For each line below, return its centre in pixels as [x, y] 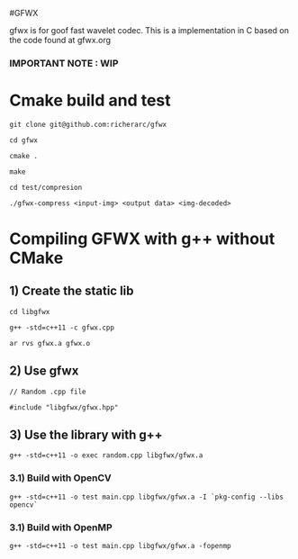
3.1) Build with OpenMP [61, 527]
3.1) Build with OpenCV [60, 478]
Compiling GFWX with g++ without [142, 239]
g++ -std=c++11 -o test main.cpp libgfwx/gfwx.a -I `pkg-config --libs [146, 497]
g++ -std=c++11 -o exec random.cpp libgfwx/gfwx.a [106, 455]
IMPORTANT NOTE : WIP [64, 63]
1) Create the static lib [72, 291]
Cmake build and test [90, 100]
